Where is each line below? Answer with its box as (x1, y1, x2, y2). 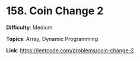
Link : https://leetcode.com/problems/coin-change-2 (6, 46, 135, 54)
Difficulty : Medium (6, 24, 53, 31)
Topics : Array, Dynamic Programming (6, 35, 98, 42)
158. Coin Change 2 (6, 4, 104, 18)
